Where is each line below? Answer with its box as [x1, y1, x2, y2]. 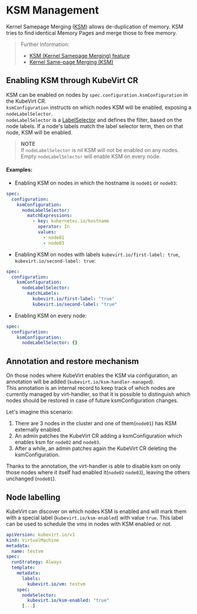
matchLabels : [27, 290, 60, 297]
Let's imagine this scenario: [6, 408, 73, 416]
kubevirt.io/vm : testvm [27, 581, 86, 587]
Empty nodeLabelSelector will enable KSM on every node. [20, 153, 161, 160]
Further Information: [20, 41, 70, 48]
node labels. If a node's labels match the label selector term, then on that [6, 122, 183, 130]
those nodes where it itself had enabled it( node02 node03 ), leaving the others [6, 469, 191, 476]
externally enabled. [14, 426, 62, 434]
